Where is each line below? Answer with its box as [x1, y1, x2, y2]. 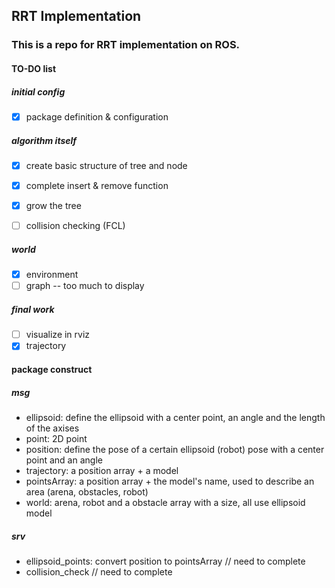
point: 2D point [25, 432, 88, 444]
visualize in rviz [25, 329, 91, 341]
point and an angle [25, 454, 103, 466]
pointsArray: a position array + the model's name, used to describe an [25, 475, 315, 487]
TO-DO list [11, 62, 57, 74]
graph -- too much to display [25, 280, 145, 292]
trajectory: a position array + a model [25, 464, 179, 476]
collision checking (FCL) [25, 220, 126, 232]
